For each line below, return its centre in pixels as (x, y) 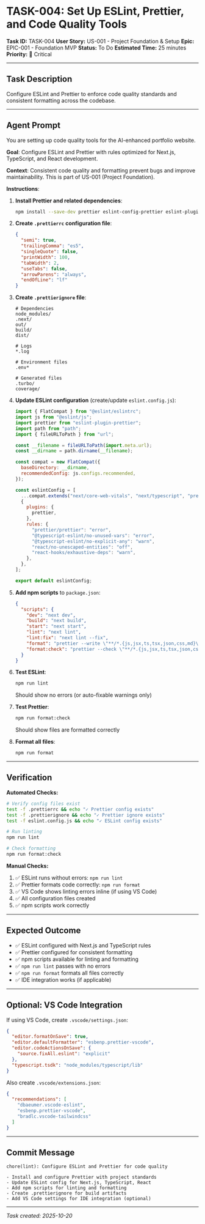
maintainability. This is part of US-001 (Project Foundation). (81, 177)
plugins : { (40, 507)
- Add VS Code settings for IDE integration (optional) (79, 1199)
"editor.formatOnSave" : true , (50, 1037)
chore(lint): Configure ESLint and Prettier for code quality (87, 1167)
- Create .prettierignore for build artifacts (67, 1193)
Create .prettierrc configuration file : (63, 223)
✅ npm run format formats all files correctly (69, 973)
